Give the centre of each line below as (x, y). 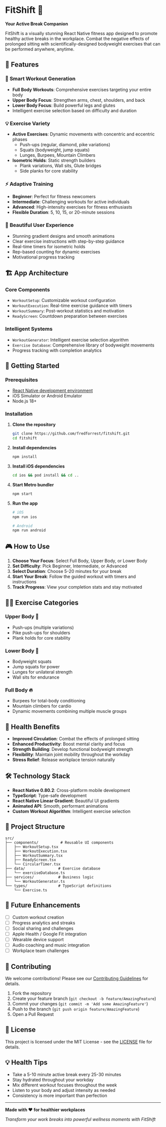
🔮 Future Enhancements (43, 905)
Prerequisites (21, 380)
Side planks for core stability (49, 171)
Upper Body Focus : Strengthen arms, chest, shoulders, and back (79, 100)
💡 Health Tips (26, 1062)
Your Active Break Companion (37, 24)
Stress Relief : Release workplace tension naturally (63, 760)
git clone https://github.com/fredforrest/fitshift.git (71, 434)
